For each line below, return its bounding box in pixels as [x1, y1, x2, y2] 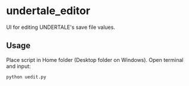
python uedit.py [6, 74, 46, 80]
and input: [6, 62, 31, 70]
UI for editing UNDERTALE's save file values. [6, 24, 115, 31]
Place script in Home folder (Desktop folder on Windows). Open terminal [6, 56, 184, 63]
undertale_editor [6, 4, 90, 18]
